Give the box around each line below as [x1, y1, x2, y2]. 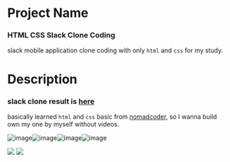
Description [7, 71, 78, 87]
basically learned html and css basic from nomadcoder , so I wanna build [7, 112, 217, 121]
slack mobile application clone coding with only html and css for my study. [7, 46, 224, 54]
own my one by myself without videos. [7, 120, 120, 128]
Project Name [7, 5, 89, 21]
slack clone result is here [7, 96, 95, 106]
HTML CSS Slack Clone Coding [7, 30, 116, 40]
